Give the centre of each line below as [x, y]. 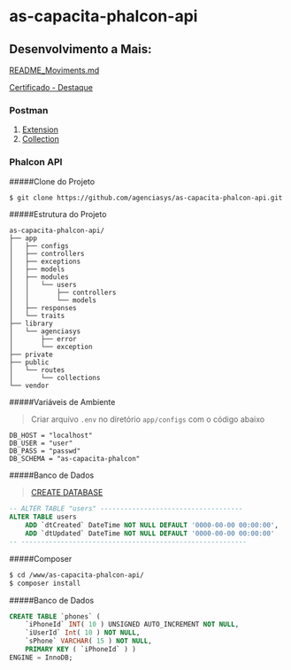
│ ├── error [43, 339]
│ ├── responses [43, 308]
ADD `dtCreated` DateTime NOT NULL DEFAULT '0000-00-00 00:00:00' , [152, 526]
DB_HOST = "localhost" [51, 436]
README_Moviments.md [54, 70]
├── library [31, 324]
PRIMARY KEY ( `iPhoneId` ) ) [81, 650]
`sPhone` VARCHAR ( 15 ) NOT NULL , [88, 641]
